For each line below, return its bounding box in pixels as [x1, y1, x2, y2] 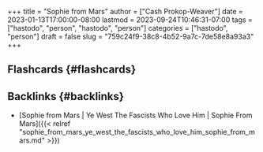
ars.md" [18, 135, 45, 145]
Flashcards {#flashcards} [7, 63, 136, 76]
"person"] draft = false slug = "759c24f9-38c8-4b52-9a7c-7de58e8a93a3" [7, 32, 254, 41]
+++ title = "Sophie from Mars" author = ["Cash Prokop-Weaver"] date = [7, 7, 244, 16]
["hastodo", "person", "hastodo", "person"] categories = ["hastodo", [7, 24, 228, 32]
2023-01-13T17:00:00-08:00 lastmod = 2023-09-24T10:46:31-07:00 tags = [7, 15, 254, 24]
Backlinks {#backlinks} [7, 90, 124, 103]
